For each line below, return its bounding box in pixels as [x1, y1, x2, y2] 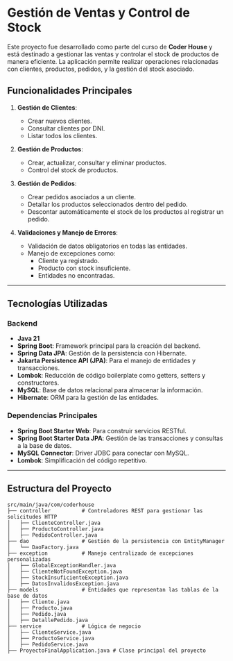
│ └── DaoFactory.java [7, 544, 79, 551]
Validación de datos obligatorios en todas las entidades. [27, 242, 187, 250]
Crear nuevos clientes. [27, 117, 92, 125]
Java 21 [17, 335, 40, 343]
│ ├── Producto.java [7, 604, 73, 612]
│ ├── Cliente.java [7, 599, 70, 605]
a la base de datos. [17, 441, 72, 449]
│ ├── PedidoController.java [7, 531, 98, 539]
